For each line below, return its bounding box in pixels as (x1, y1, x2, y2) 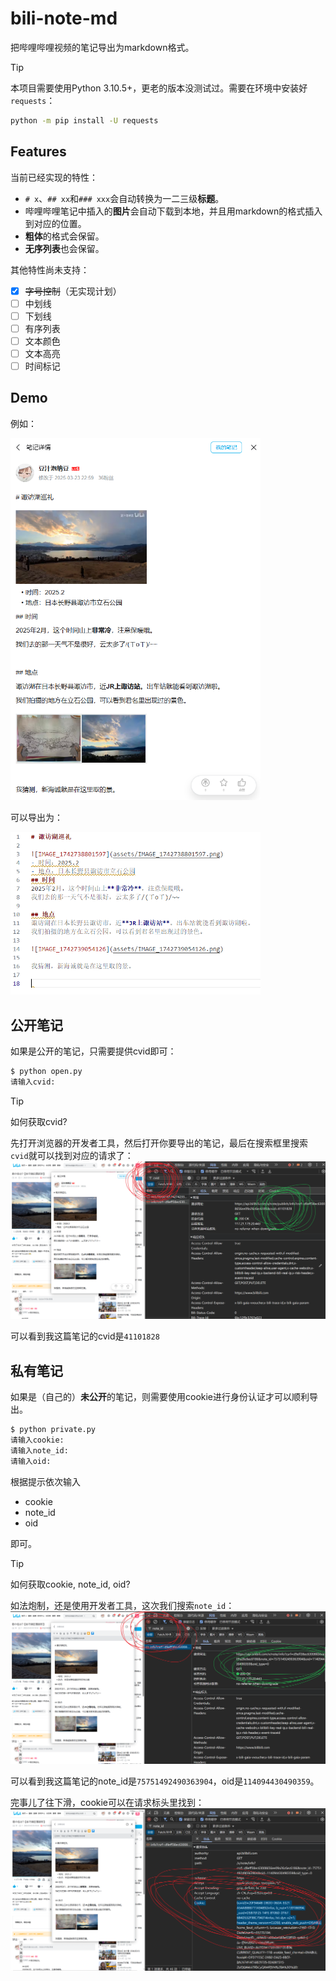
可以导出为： (10, 811, 63, 823)
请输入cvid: (10, 1077, 56, 1087)
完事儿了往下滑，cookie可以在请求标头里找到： (10, 1797, 205, 1809)
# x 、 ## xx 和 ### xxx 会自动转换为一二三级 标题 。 (24, 192, 225, 204)
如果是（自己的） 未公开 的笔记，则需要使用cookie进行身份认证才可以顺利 (10, 1391, 310, 1403)
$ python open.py (10, 1067, 83, 1077)
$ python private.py (10, 1425, 97, 1435)
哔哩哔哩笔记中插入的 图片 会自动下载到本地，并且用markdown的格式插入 (24, 205, 323, 217)
